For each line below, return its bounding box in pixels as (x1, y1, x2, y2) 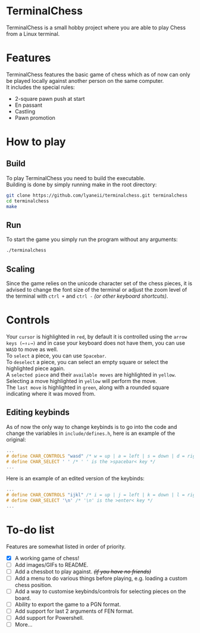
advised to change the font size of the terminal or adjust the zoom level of (6, 286, 187, 293)
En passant (14, 101, 43, 109)
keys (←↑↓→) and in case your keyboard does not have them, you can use (6, 339, 186, 347)
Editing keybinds (6, 407, 70, 418)
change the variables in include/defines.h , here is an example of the (6, 430, 176, 437)
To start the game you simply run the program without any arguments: (6, 236, 178, 243)
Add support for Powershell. (14, 615, 85, 622)
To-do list (6, 523, 55, 536)
